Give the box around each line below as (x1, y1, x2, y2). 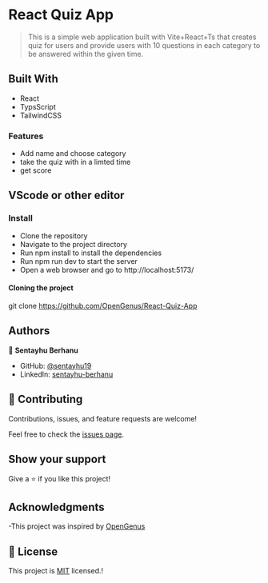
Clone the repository (19, 230, 88, 241)
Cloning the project (8, 283, 74, 293)
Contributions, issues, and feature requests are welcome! (8, 413, 198, 423)
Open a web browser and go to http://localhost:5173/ (19, 265, 194, 274)
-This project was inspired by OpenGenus (8, 521, 146, 531)
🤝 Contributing (8, 393, 83, 406)
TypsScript (19, 102, 56, 111)
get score (19, 166, 52, 175)
